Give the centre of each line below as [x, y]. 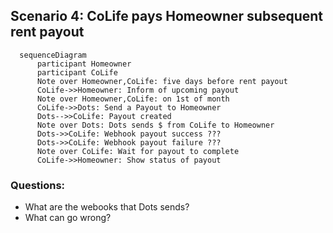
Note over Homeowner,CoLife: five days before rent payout [162, 81]
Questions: [38, 185]
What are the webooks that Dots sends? [107, 207]
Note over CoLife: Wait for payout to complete [138, 151]
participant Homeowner [84, 64]
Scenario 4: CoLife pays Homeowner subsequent [167, 16]
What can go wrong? [68, 218]
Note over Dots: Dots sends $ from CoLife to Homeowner [155, 125]
